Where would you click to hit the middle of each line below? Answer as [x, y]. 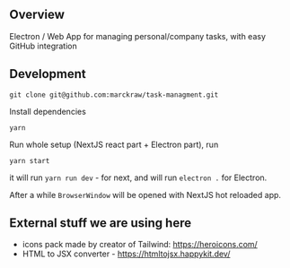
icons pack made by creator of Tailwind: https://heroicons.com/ [140, 245]
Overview [37, 15]
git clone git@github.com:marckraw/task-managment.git [114, 95]
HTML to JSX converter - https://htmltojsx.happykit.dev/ [126, 254]
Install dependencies [48, 111]
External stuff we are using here [100, 223]
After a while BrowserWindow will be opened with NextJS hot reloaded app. [145, 195]
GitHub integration [44, 46]
